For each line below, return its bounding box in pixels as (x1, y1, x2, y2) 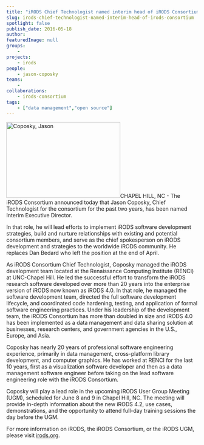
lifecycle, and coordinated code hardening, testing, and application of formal (6, 299, 198, 307)
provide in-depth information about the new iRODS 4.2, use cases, (6, 400, 173, 407)
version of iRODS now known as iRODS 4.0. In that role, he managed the (6, 287, 187, 294)
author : (6, 32, 26, 38)
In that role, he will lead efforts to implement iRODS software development (6, 223, 191, 231)
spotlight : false (6, 20, 50, 26)
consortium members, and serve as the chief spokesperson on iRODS (6, 236, 181, 243)
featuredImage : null (6, 37, 59, 43)
